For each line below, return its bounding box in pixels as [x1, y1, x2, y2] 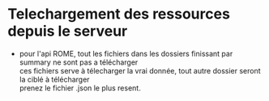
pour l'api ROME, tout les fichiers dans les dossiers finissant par [19, 48, 233, 58]
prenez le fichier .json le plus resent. [19, 82, 141, 93]
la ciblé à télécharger [19, 74, 90, 84]
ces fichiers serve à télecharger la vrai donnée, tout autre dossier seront [19, 65, 261, 75]
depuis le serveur [7, 22, 128, 40]
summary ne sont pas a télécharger [19, 57, 139, 67]
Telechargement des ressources [7, 5, 230, 23]
